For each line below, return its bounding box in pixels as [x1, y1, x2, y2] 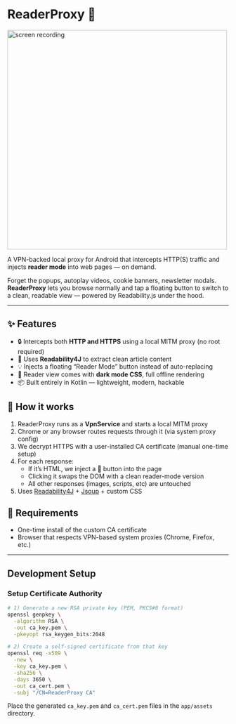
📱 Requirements [7, 507, 79, 519]
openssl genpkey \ [7, 611, 61, 618]
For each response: [17, 456, 74, 466]
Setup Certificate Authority [7, 588, 103, 598]
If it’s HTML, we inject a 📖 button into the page [27, 464, 162, 473]
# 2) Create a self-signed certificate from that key [7, 643, 169, 650]
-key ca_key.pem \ [13, 663, 68, 670]
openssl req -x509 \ [7, 650, 68, 657]
